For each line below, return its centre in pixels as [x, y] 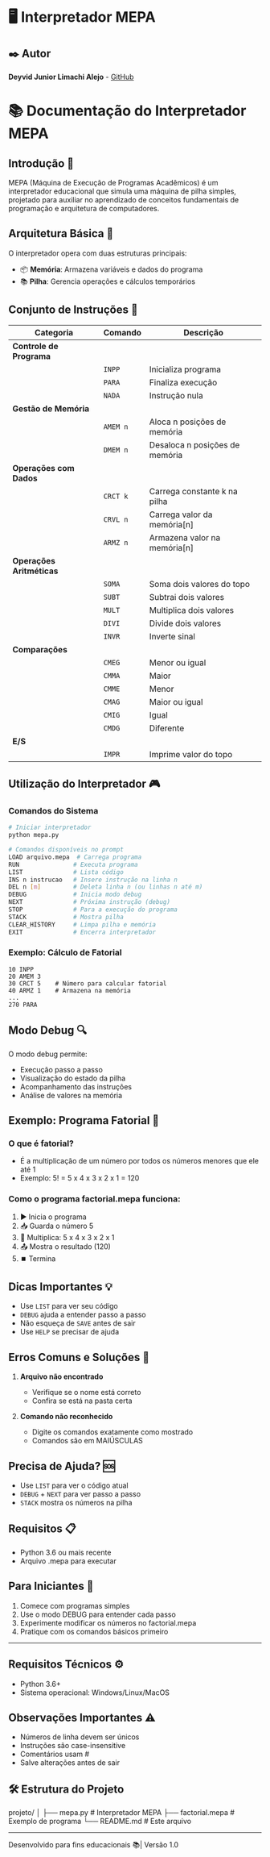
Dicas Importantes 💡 [60, 1287]
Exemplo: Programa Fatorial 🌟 [84, 1120]
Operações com [43, 468]
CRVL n [116, 519]
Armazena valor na [185, 537]
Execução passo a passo [61, 1069]
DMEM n [116, 450]
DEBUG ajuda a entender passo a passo [83, 1315]
